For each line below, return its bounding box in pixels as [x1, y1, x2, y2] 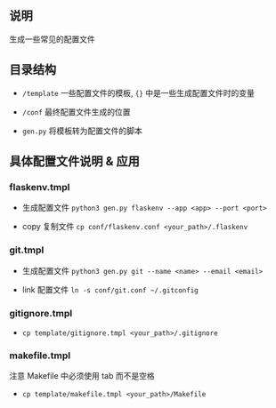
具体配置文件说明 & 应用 [9, 154, 141, 169]
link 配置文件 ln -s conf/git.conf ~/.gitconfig [21, 284, 199, 295]
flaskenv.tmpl [9, 180, 70, 193]
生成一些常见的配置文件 [9, 34, 95, 44]
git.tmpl [9, 244, 45, 256]
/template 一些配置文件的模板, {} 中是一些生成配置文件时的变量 [21, 87, 256, 98]
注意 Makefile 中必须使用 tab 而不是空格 [9, 371, 155, 381]
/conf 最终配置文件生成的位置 [21, 106, 131, 117]
